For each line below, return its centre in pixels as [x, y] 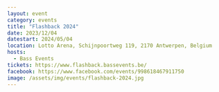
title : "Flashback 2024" [43, 26]
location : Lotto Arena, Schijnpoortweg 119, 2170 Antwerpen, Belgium [110, 46]
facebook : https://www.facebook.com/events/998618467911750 [96, 71]
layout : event [28, 13]
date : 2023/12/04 [32, 33]
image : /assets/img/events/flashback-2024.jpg [76, 78]
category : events [32, 20]
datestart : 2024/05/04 [40, 39]
